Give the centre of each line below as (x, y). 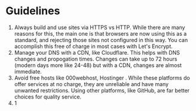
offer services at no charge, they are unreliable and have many (91, 84)
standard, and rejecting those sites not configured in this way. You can (101, 40)
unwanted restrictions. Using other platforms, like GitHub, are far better (102, 90)
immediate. (28, 71)
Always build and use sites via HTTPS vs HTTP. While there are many (100, 27)
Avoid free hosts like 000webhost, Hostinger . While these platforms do (102, 78)
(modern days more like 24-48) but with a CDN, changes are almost (98, 65)
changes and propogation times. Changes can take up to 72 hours (96, 59)
